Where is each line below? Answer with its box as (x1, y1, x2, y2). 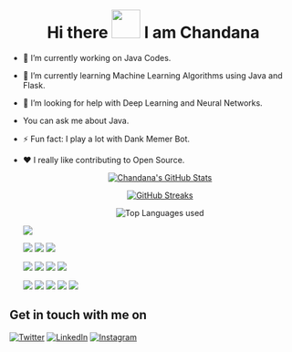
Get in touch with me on (9, 307, 148, 323)
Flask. (22, 79, 46, 90)
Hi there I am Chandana (47, 23, 260, 43)
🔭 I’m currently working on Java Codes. (22, 52, 172, 63)
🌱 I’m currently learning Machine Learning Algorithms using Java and (22, 69, 283, 81)
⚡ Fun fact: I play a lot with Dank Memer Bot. (22, 133, 190, 144)
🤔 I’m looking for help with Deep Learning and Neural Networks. (22, 97, 263, 109)
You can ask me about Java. (22, 115, 130, 126)
